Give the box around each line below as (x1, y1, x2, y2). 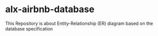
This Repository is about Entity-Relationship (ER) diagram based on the (5, 20, 153, 26)
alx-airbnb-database (5, 4, 95, 15)
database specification (5, 25, 53, 31)
